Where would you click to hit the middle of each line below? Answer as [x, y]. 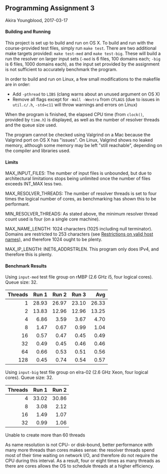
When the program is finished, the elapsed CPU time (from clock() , [74, 114]
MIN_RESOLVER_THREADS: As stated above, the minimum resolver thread [81, 214]
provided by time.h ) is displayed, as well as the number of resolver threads [82, 120]
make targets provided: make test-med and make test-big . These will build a [83, 53]
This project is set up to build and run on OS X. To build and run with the [79, 43]
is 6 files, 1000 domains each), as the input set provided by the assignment [82, 64]
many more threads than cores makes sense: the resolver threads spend [80, 450]
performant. [17, 204]
